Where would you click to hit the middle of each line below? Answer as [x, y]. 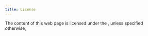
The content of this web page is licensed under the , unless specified [74, 23]
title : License [20, 9]
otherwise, [16, 28]
